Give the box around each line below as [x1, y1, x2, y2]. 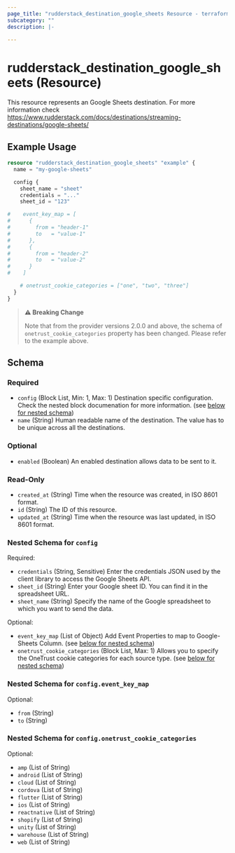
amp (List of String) [17, 763, 71, 772]
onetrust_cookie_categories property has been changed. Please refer [24, 329, 227, 337]
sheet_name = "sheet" [20, 185, 83, 192]
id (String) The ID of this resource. [17, 505, 117, 513]
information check [7, 106, 60, 114]
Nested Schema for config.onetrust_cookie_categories [7, 734, 197, 744]
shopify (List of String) [17, 815, 83, 824]
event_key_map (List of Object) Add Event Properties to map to [17, 632, 196, 640]
